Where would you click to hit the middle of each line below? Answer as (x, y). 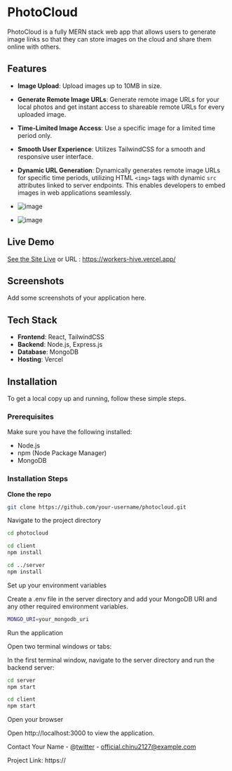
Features (27, 69)
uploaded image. (42, 114)
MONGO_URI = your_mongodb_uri (48, 619)
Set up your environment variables (57, 585)
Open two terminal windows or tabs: (60, 646)
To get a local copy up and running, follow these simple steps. (97, 399)
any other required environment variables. (68, 606)
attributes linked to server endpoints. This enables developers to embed (121, 185)
